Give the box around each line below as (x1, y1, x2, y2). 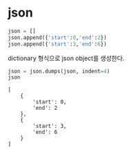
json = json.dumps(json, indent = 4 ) (8, 68, 110, 75)
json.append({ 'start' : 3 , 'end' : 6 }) (8, 40, 108, 48)
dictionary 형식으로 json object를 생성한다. (8, 54, 125, 62)
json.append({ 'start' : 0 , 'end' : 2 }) (8, 34, 108, 41)
